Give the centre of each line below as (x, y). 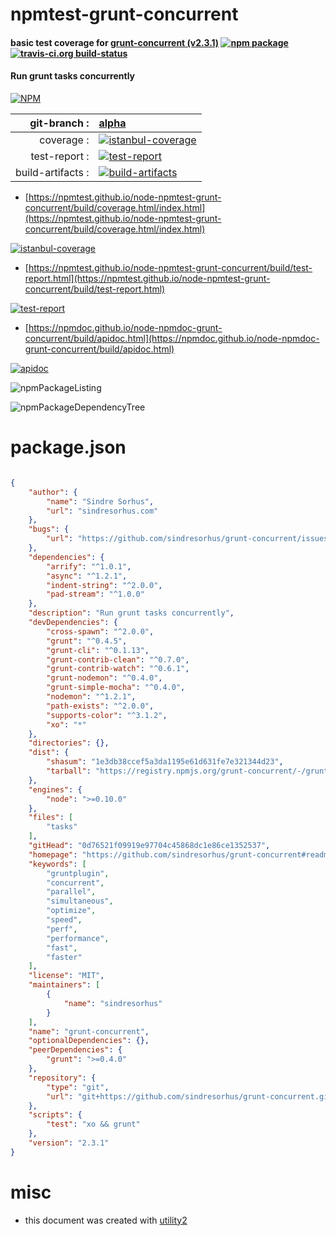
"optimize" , (71, 911)
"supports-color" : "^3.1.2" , (107, 715)
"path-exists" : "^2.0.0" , (100, 706)
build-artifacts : (52, 172)
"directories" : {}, (69, 743)
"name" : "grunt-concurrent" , (89, 1031)
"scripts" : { (55, 1115)
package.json (68, 447)
